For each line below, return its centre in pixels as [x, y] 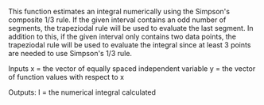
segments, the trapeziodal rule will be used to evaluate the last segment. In [131, 28]
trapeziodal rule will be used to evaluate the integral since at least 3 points [130, 45]
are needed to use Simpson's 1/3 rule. [70, 53]
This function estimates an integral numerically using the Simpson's [119, 11]
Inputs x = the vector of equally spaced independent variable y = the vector [132, 69]
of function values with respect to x [66, 77]
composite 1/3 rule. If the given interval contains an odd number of [117, 20]
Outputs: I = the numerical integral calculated [82, 92]
